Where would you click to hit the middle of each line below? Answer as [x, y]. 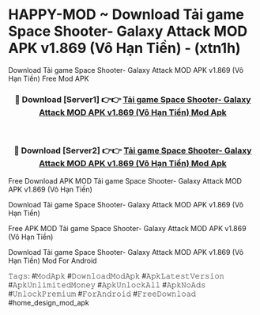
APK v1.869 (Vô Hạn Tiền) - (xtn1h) [124, 48]
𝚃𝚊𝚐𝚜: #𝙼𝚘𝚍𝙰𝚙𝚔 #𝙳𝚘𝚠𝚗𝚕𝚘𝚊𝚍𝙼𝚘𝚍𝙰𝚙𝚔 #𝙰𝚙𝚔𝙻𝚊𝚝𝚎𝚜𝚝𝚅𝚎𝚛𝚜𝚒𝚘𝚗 [117, 275]
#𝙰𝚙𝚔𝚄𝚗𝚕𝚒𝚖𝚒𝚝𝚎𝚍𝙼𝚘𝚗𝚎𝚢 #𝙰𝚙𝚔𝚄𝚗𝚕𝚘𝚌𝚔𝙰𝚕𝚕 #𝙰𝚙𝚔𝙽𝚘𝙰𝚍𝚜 [107, 285]
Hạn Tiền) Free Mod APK [49, 78]
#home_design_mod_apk [49, 302]
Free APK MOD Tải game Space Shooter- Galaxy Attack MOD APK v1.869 [127, 228]
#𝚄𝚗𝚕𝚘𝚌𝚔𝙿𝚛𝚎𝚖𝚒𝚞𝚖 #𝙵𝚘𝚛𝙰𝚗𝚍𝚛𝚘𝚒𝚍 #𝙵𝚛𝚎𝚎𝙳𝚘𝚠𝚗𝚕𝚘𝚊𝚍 [102, 294]
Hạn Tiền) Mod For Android [53, 260]
